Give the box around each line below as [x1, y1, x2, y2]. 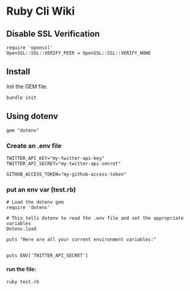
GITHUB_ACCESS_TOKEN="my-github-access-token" [6, 171, 127, 178]
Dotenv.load [6, 226, 37, 232]
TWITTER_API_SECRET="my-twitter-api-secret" [6, 160, 121, 167]
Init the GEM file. [6, 82, 48, 90]
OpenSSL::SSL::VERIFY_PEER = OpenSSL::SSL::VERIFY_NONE [6, 50, 151, 56]
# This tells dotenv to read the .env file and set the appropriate [6, 215, 184, 221]
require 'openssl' [6, 45, 53, 51]
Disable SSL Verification [6, 29, 100, 39]
